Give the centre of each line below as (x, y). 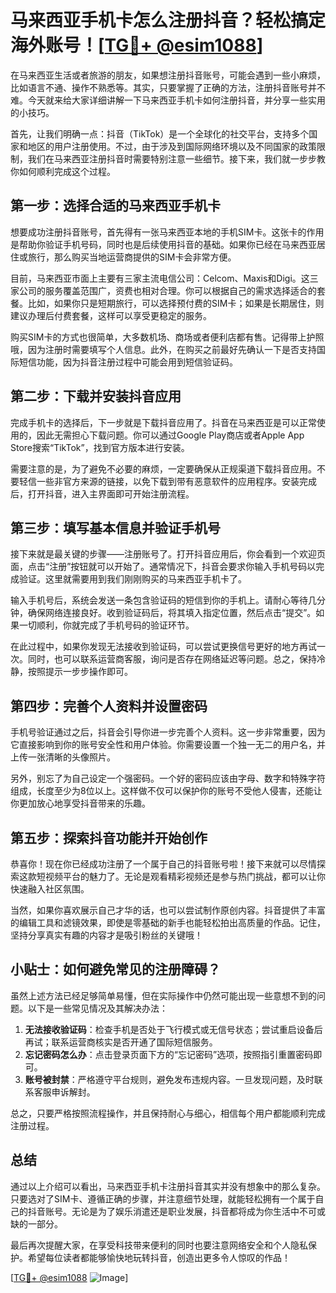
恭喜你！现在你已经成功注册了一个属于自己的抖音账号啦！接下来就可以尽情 (163, 864)
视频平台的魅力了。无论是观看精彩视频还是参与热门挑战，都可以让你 (185, 876)
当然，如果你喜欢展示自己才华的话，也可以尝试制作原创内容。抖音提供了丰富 (168, 910)
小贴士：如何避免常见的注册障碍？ (115, 969)
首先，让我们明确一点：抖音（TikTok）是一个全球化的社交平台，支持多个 (160, 133)
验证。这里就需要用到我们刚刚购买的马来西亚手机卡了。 (132, 579)
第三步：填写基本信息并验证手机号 (115, 527)
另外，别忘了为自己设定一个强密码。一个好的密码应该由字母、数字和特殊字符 (168, 778)
